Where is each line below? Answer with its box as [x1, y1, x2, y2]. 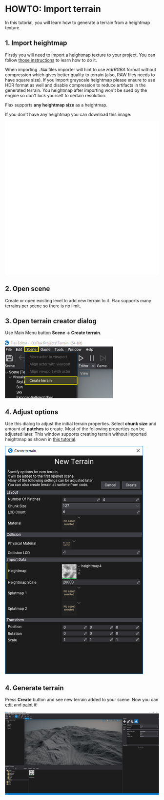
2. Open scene [5, 285, 50, 293]
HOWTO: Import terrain [5, 3, 101, 15]
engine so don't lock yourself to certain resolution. [5, 92, 106, 98]
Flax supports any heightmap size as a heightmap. [5, 102, 108, 108]
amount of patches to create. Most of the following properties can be [5, 426, 145, 432]
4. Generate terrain [5, 684, 64, 692]
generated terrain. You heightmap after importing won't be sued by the [5, 87, 147, 93]
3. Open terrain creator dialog [5, 316, 97, 325]
